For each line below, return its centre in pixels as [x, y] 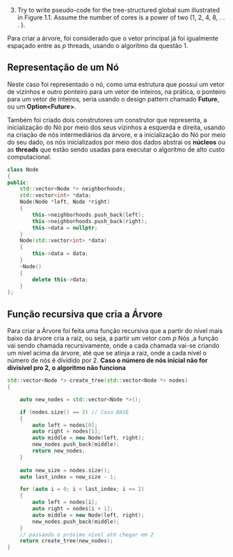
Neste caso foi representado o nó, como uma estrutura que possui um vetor [116, 84]
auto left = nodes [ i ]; [65, 502]
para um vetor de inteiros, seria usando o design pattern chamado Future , [113, 99]
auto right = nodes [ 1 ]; [66, 431]
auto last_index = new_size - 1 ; [68, 477]
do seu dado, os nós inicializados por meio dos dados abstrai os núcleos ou [116, 142]
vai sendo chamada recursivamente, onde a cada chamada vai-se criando [113, 346]
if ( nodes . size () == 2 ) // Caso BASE [74, 412]
